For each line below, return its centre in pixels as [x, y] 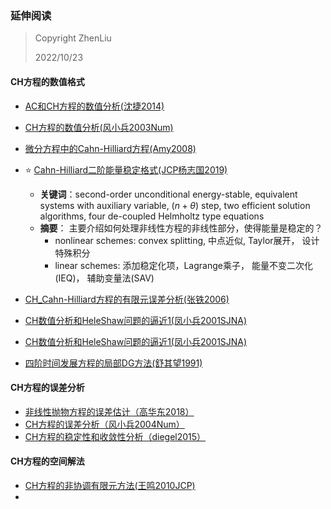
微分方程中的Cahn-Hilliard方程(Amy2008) [110, 148]
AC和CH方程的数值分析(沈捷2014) [94, 106]
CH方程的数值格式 [47, 81]
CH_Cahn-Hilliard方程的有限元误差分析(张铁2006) [127, 299]
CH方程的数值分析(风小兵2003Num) [99, 127]
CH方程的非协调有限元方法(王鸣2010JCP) [110, 485]
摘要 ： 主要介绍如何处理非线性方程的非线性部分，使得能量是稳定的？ [181, 228]
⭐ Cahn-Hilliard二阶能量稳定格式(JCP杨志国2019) [126, 169]
